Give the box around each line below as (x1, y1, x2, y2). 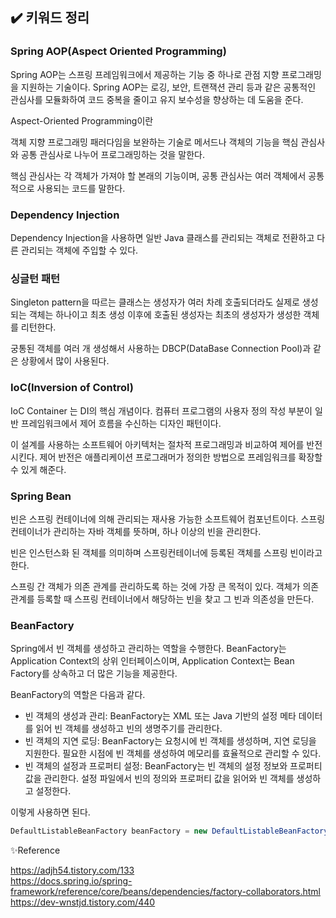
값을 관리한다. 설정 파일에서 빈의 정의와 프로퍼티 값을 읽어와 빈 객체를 (24, 773, 295, 785)
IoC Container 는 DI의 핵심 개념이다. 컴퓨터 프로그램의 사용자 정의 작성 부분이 (10, 404, 313, 417)
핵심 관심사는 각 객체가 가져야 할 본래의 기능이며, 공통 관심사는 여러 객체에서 (10, 169, 307, 182)
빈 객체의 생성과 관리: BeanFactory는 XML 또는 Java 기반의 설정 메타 (24, 710, 297, 722)
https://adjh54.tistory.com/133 (10, 864, 135, 877)
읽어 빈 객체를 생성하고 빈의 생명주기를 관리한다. (35, 723, 223, 735)
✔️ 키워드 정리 (10, 9, 90, 27)
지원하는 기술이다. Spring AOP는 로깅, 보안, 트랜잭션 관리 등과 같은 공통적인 (20, 81, 317, 93)
